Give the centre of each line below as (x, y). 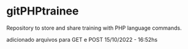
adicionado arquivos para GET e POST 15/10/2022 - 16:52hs (82, 39)
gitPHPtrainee (43, 11)
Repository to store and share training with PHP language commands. (94, 28)
